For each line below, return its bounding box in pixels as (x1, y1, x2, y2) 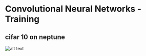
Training (5, 14, 40, 25)
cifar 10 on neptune (5, 33, 65, 41)
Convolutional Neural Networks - (5, 3, 142, 14)
